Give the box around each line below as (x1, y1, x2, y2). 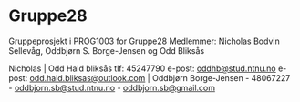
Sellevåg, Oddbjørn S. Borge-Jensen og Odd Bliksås (8, 45, 205, 56)
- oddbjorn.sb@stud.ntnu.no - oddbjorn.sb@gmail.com (8, 82, 216, 93)
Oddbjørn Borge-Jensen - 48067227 (152, 72, 291, 83)
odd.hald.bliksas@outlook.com (29, 72, 146, 83)
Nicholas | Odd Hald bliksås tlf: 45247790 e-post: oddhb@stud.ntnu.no (8, 63, 277, 74)
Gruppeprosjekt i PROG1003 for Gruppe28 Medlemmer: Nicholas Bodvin (8, 36, 280, 46)
